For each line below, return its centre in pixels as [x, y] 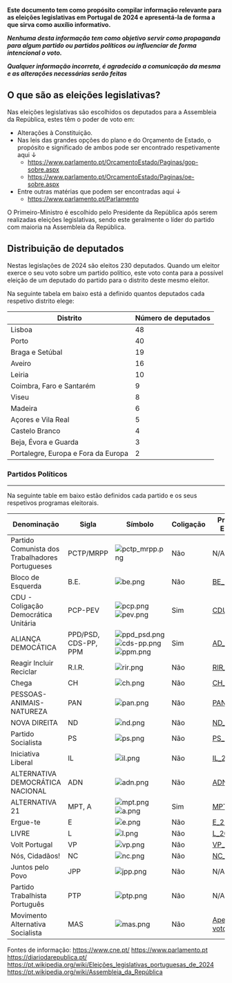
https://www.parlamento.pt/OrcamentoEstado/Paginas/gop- [113, 162]
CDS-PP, [83, 643]
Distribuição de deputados [66, 249]
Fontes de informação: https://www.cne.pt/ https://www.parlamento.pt [108, 950]
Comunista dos [35, 549]
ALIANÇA [26, 639]
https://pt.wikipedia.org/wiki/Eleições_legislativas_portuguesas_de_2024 [110, 964]
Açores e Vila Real [40, 419]
